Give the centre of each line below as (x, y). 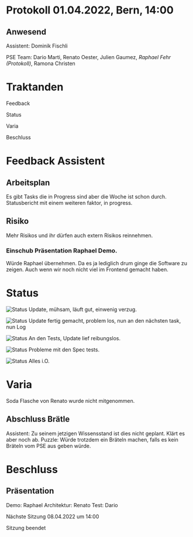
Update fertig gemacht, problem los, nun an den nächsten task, (105, 320)
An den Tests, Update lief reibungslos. (75, 338)
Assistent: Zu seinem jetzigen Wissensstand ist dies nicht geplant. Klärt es (96, 433)
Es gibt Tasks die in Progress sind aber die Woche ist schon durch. (86, 196)
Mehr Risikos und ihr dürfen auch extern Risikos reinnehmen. (80, 235)
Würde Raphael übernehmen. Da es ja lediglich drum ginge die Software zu (96, 264)
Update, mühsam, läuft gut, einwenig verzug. (83, 309)
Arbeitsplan (28, 182)
